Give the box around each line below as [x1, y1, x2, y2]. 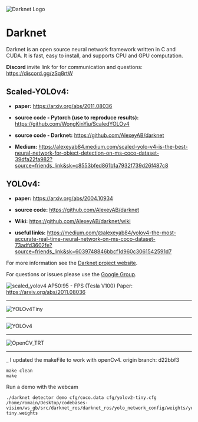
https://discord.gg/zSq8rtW [6, 70, 73, 77]
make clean [6, 368, 33, 374]
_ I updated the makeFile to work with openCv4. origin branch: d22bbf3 [6, 356, 180, 363]
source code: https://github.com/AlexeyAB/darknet [14, 206, 140, 213]
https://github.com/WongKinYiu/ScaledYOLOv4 [14, 120, 130, 127]
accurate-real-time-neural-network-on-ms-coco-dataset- [14, 235, 156, 242]
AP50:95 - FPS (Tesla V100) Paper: [48, 282, 133, 289]
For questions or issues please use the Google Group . [6, 270, 137, 277]
